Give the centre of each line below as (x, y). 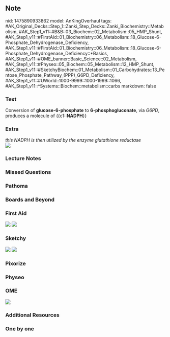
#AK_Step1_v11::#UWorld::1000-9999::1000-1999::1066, (63, 80)
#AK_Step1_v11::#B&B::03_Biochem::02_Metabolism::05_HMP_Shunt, (91, 31)
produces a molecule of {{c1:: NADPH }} (46, 116)
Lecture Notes (23, 159)
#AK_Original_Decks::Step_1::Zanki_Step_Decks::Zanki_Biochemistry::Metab (84, 26)
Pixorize (16, 263)
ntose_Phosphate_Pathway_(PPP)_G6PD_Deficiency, (60, 75)
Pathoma (17, 186)
